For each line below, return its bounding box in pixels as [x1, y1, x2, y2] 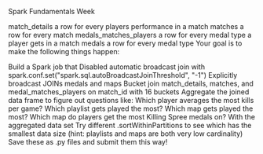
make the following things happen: [8, 47, 120, 56]
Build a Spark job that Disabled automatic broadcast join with [8, 62, 206, 71]
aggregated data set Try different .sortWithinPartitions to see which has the [8, 121, 252, 130]
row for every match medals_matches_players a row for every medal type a [8, 31, 252, 39]
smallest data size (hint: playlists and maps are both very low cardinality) [8, 129, 243, 138]
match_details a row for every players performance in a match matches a [8, 22, 244, 31]
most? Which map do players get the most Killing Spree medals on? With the [8, 112, 255, 121]
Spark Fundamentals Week [8, 7, 96, 16]
